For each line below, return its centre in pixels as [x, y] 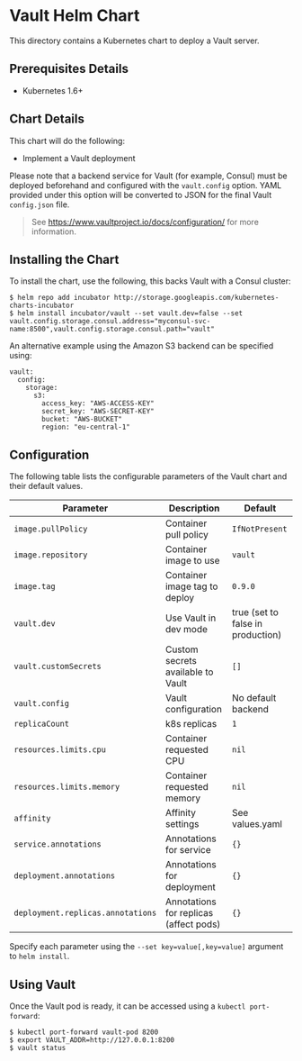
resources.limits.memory [67, 787]
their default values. [46, 486]
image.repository [51, 555]
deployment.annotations [65, 876]
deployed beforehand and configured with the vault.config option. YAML [146, 185]
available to [189, 672]
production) [257, 635]
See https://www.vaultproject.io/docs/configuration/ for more [145, 222]
